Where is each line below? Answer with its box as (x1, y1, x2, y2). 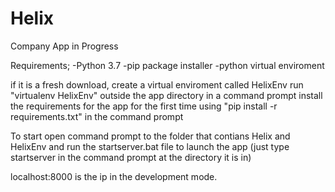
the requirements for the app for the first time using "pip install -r (10, 100, 278, 112)
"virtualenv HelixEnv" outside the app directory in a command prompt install (10, 89, 323, 101)
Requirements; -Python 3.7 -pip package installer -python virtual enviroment (10, 59, 325, 71)
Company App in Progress (10, 40, 119, 52)
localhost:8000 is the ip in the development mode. (10, 170, 218, 182)
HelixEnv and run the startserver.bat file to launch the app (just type (10, 140, 290, 152)
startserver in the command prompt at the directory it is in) (10, 151, 252, 163)
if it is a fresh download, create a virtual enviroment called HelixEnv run (10, 78, 304, 91)
